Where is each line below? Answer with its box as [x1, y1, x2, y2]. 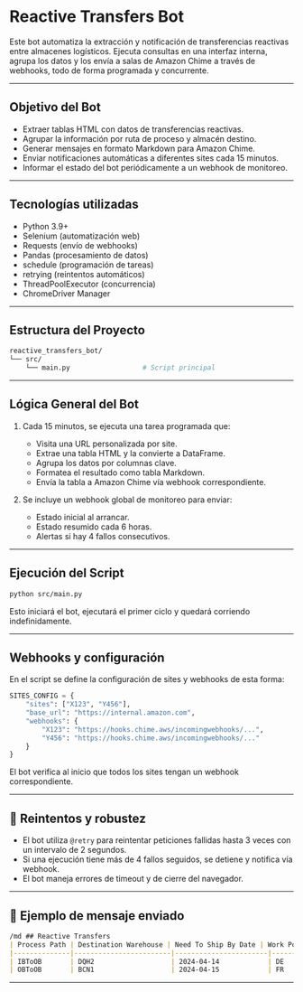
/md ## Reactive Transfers [9, 931, 111, 941]
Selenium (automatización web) [22, 230, 141, 241]
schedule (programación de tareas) [22, 259, 154, 270]
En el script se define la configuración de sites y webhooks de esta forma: [9, 674, 285, 685]
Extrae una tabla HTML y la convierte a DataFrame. [35, 447, 225, 458]
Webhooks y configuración [9, 650, 165, 665]
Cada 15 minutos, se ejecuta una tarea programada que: [22, 420, 231, 431]
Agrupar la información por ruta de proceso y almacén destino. [22, 133, 257, 144]
